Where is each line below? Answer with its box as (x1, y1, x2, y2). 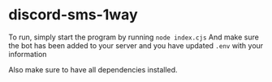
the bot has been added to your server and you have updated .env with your (8, 40, 264, 50)
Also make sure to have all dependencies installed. (8, 64, 178, 74)
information (8, 49, 47, 59)
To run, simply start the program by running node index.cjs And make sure (8, 32, 260, 42)
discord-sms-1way (8, 6, 138, 24)
